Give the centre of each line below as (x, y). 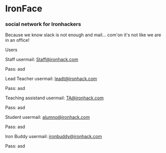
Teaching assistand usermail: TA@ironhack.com (54, 98)
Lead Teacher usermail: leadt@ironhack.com (51, 79)
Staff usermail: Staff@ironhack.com (42, 60)
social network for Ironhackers (43, 24)
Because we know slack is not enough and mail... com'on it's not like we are (83, 35)
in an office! (17, 40)
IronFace (24, 9)
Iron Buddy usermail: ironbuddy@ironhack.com (54, 137)
